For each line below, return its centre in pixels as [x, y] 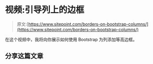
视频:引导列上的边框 [45, 10]
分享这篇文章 [24, 56]
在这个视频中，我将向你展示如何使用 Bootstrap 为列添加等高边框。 [71, 39]
